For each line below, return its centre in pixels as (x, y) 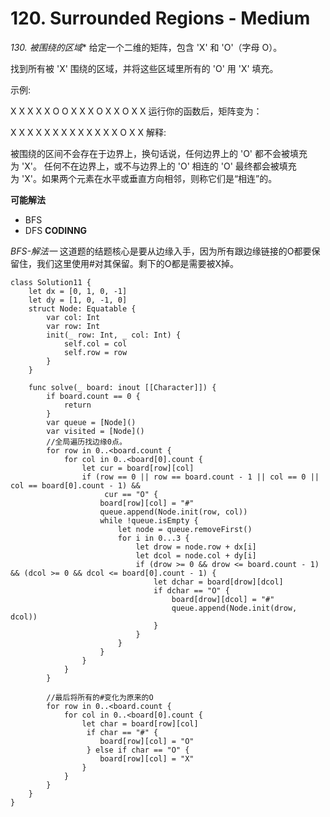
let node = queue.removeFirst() (185, 529)
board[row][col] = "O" (147, 741)
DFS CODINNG (56, 230)
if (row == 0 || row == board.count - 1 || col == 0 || (200, 477)
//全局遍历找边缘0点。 (86, 442)
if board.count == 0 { (93, 396)
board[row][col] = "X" (147, 758)
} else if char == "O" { (138, 750)
